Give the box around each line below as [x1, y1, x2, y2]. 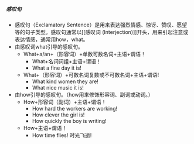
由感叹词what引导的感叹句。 [14, 43, 83, 50]
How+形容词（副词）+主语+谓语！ [23, 98, 107, 105]
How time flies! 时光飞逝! [32, 132, 92, 139]
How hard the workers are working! [32, 105, 118, 112]
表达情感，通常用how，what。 [14, 36, 89, 43]
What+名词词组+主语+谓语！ [32, 57, 101, 64]
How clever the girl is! [32, 111, 85, 118]
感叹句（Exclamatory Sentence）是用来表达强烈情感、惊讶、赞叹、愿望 [14, 21, 188, 28]
